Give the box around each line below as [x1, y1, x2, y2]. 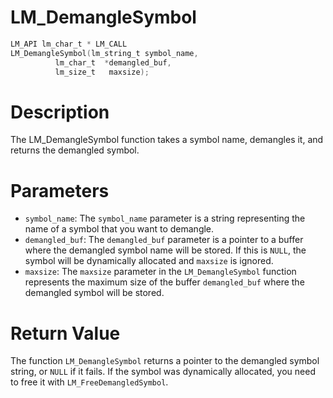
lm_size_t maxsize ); [54, 67, 150, 77]
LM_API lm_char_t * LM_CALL [10, 39, 128, 49]
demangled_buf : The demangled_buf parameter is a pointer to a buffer [24, 234, 304, 246]
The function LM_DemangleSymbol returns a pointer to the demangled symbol [10, 355, 320, 367]
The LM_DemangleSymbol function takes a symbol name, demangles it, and [10, 134, 324, 146]
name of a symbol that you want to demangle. [24, 223, 215, 235]
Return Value [10, 322, 121, 345]
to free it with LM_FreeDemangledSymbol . [10, 376, 169, 388]
